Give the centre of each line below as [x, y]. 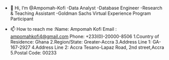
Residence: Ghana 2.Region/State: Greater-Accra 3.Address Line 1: [81, 42]
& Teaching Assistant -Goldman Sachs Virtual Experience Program [80, 13]
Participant [22, 19]
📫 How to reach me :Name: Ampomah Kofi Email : [63, 29]
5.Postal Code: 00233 [33, 53]
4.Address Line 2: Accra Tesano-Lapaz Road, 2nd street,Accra [98, 47]
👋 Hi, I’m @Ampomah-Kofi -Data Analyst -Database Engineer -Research [86, 8]
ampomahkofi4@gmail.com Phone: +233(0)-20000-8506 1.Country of [85, 36]
